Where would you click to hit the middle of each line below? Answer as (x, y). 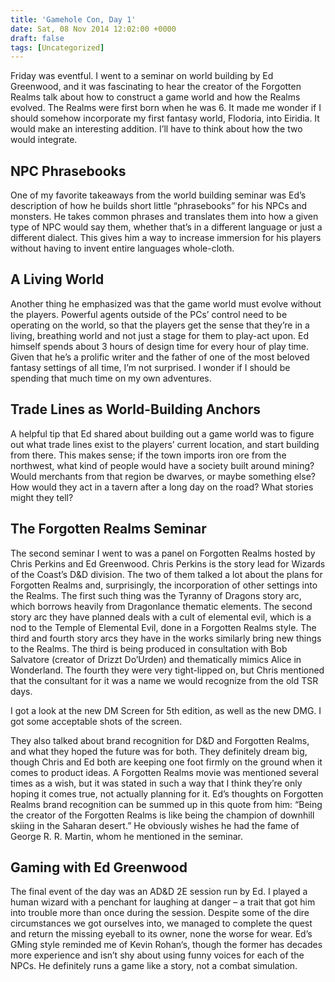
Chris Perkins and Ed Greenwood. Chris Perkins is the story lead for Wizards (168, 563)
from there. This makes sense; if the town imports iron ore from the (148, 455)
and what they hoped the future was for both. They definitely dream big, (159, 751)
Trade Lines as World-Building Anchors (136, 409)
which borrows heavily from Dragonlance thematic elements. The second (161, 606)
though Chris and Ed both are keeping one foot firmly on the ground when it (166, 762)
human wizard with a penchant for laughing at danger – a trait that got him (163, 902)
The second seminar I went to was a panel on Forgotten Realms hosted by (163, 553)
